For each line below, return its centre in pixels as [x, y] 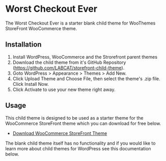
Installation [23, 45]
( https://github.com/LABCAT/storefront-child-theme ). [68, 67]
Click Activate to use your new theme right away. [64, 89]
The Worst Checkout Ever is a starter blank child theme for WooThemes [80, 23]
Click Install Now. [31, 84]
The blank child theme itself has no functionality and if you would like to [80, 143]
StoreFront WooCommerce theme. [41, 28]
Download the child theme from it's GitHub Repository [69, 62]
